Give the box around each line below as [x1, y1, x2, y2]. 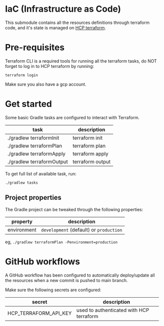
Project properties [5, 194, 62, 202]
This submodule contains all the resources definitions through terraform [5, 20, 150, 25]
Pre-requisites [5, 42, 65, 53]
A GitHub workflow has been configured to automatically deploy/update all [5, 272, 155, 278]
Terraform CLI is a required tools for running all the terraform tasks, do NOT [5, 58, 157, 64]
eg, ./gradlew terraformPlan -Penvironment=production [5, 239, 118, 245]
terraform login [5, 72, 38, 78]
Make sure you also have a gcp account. [5, 81, 86, 87]
